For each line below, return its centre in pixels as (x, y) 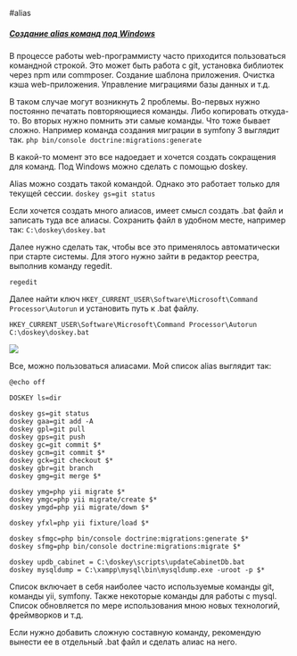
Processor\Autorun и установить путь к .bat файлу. (104, 308)
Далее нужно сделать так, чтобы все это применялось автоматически (144, 247)
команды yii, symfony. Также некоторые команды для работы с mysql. (143, 596)
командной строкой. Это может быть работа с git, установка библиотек (146, 65)
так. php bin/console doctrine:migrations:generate (106, 139)
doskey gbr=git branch (51, 468)
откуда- (274, 111)
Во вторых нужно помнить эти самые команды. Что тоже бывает (146, 121)
